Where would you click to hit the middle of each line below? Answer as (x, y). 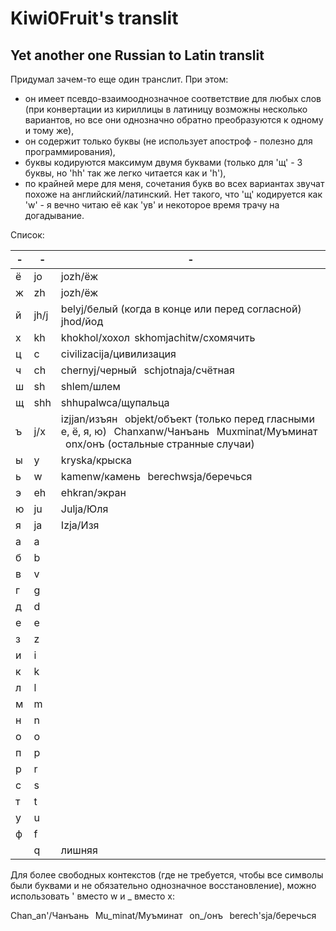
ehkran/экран (93, 492)
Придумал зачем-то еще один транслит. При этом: (119, 79)
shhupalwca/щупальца (115, 402)
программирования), (70, 151)
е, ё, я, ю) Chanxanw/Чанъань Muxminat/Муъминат (189, 431)
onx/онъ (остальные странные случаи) (160, 444)
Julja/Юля (84, 509)
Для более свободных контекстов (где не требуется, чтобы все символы (167, 875)
